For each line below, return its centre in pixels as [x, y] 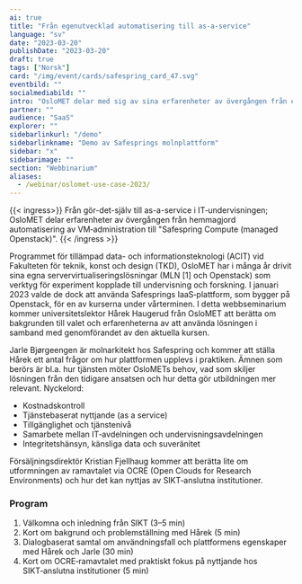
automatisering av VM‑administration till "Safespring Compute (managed [144, 229]
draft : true [31, 59]
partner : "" [31, 110]
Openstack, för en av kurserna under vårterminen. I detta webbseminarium [148, 304]
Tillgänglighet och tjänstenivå [77, 425]
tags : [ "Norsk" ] [40, 68]
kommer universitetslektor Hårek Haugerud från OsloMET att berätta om [143, 314]
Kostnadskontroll [53, 406]
